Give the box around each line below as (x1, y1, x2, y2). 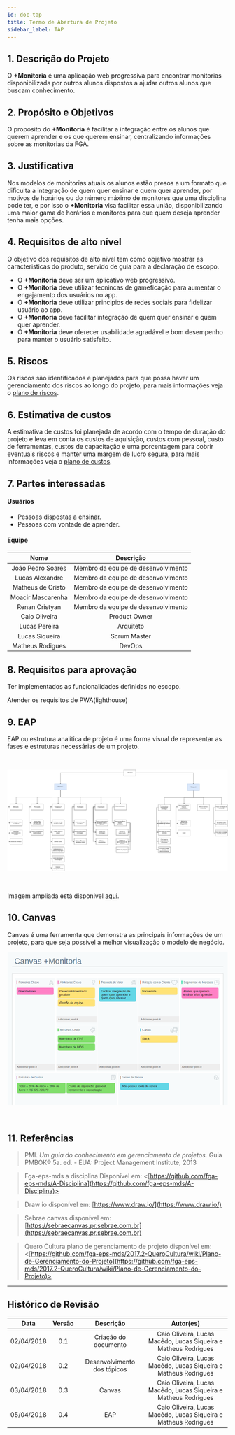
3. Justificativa (7, 160, 74, 172)
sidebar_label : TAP (7, 26, 64, 33)
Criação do (94, 1333, 127, 1342)
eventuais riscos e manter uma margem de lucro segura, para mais (7, 450, 200, 458)
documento (93, 1341, 127, 1349)
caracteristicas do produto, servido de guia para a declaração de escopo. (7, 262, 220, 271)
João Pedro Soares (11, 564, 67, 572)
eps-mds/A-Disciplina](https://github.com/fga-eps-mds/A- (24, 1179, 194, 1188)
